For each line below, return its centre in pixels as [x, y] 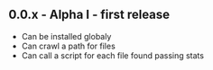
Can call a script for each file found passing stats [113, 55]
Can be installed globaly [66, 36]
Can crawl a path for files [69, 46]
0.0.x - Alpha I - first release [89, 15]
